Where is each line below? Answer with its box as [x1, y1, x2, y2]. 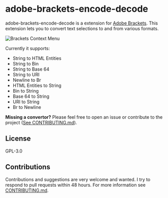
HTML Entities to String [12, 82, 62, 89]
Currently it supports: [5, 45, 50, 51]
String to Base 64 [12, 66, 49, 72]
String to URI [12, 71, 40, 77]
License [5, 134, 31, 143]
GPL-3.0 [5, 148, 23, 154]
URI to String [12, 98, 40, 105]
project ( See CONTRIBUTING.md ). [5, 119, 77, 125]
